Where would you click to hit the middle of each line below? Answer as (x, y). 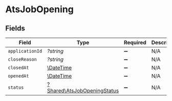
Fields (15, 28)
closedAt (18, 68)
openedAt (18, 76)
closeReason (23, 59)
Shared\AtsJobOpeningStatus (83, 91)
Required (135, 43)
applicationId (25, 51)
